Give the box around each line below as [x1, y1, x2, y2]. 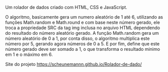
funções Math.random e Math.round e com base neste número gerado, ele [5, 20, 160, 25]
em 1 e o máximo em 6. [5, 51, 53, 57]
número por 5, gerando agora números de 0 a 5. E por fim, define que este [5, 41, 160, 47]
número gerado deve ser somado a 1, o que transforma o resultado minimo [5, 46, 160, 52]
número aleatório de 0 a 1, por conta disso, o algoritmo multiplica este [5, 35, 150, 41]
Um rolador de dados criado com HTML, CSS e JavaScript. [5, 5, 127, 10]
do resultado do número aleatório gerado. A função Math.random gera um [5, 30, 159, 36]
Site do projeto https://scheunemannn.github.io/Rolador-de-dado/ [5, 61, 142, 67]
